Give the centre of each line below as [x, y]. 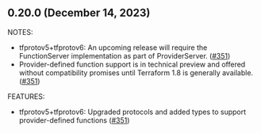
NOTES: [20, 32]
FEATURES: [26, 96]
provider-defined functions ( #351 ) [74, 120]
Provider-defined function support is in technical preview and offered [132, 64]
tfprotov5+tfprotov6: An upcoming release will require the [113, 47]
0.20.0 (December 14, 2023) [79, 13]
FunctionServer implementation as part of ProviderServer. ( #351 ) [125, 55]
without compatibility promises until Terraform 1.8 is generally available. [136, 72]
